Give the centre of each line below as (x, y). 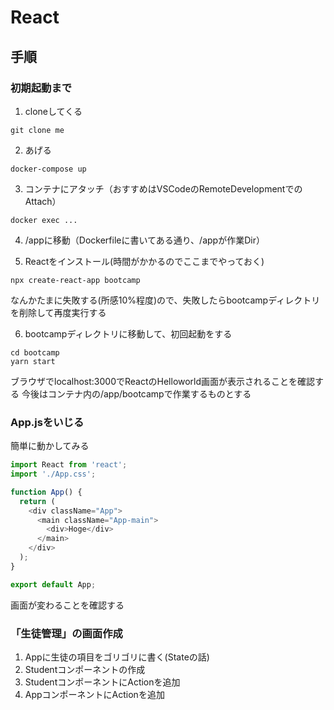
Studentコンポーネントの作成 (85, 669)
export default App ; (53, 584)
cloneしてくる (53, 111)
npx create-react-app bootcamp (75, 280)
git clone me (37, 130)
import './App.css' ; (53, 474)
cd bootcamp (35, 352)
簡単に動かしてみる (50, 446)
